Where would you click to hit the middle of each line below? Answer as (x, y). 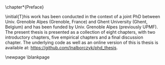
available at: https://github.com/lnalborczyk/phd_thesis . (62, 48)
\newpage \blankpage (28, 57)
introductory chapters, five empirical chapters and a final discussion (74, 37)
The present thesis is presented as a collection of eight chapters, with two (80, 32)
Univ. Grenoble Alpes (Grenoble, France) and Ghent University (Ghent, (76, 22)
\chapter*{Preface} (25, 7)
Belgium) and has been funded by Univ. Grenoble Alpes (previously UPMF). (82, 27)
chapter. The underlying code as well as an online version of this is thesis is (82, 43)
